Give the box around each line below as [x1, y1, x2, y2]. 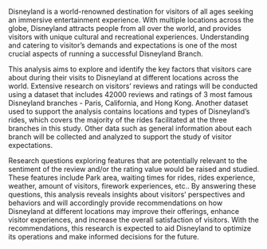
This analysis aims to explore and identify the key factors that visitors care [8, 64, 253, 74]
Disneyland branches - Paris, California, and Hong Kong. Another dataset [8, 99, 249, 107]
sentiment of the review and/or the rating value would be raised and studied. [8, 165, 260, 173]
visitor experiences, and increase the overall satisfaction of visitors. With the [8, 215, 259, 224]
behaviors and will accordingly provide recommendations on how [8, 198, 223, 208]
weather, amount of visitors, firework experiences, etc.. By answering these [8, 181, 257, 190]
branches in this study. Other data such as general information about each [8, 123, 253, 133]
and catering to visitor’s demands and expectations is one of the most [8, 41, 238, 50]
